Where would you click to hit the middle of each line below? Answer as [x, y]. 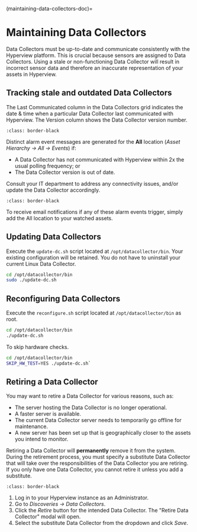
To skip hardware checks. [38, 347]
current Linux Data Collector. [41, 264]
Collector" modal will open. [48, 517]
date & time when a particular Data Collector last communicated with [90, 113]
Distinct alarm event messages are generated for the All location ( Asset [93, 141]
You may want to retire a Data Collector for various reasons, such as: [90, 396]
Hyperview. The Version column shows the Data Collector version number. [97, 120]
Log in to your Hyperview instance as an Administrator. [82, 498]
